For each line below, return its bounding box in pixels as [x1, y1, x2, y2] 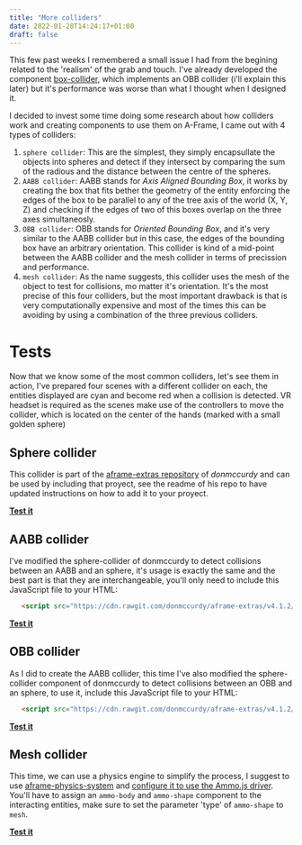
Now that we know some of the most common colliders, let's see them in [9, 371, 279, 382]
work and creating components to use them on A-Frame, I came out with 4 [9, 120, 286, 131]
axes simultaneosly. [22, 214, 96, 225]
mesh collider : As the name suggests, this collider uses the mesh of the [22, 271, 290, 282]
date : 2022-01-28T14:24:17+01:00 [9, 22, 135, 31]
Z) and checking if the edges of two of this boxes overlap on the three [22, 204, 282, 215]
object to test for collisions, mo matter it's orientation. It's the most [22, 281, 269, 292]
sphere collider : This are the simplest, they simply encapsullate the [22, 147, 276, 158]
